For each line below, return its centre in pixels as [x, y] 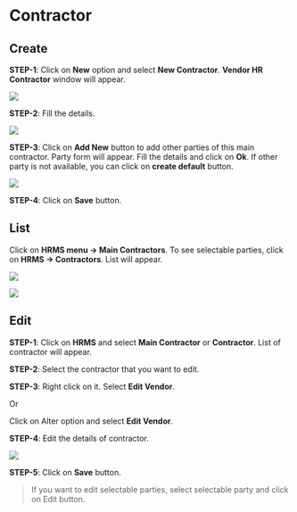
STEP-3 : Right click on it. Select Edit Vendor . [92, 386]
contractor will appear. [50, 351]
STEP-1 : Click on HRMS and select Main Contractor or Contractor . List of [145, 342]
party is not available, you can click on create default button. [121, 166]
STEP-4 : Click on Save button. [66, 200]
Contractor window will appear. [68, 79]
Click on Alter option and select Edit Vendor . [91, 421]
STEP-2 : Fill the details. [52, 113]
